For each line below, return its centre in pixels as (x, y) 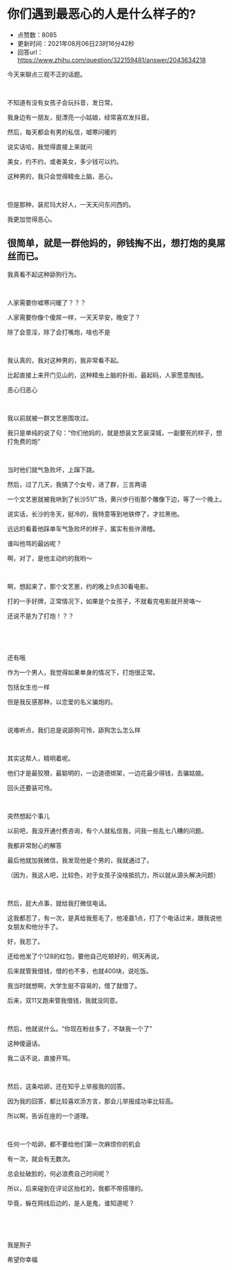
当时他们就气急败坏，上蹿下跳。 (53, 469)
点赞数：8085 (37, 35)
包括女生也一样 (28, 687)
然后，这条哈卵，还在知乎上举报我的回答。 (68, 1086)
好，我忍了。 (25, 941)
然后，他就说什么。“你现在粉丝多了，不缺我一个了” (80, 1028)
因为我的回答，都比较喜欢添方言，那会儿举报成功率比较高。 (92, 1101)
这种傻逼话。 (25, 1043)
